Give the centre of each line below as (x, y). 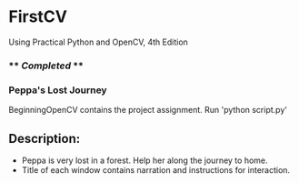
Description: (45, 138)
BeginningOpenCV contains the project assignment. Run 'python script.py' (148, 110)
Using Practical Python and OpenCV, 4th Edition (98, 42)
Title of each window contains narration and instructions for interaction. (156, 169)
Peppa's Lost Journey (58, 90)
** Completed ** (46, 66)
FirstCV (38, 17)
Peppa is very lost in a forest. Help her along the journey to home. (145, 160)
